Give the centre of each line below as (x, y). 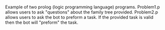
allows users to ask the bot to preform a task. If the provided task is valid (79, 17)
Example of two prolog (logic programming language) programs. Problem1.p (82, 7)
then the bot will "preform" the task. (42, 22)
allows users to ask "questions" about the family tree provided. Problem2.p (82, 12)
